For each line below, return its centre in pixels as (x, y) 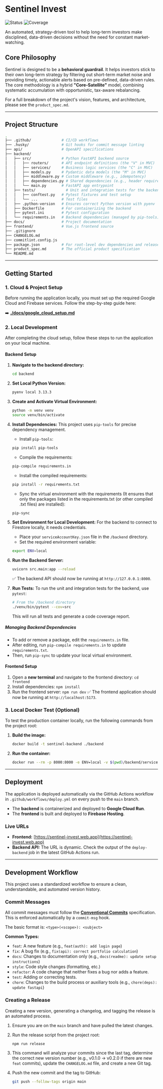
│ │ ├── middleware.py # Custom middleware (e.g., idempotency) (76, 176)
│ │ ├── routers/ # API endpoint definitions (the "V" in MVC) (80, 163)
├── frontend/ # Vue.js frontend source (59, 227)
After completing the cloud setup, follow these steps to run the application (79, 338)
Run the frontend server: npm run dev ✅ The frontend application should (84, 692)
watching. (15, 42)
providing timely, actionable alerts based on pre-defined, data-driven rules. (80, 79)
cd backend (23, 374)
